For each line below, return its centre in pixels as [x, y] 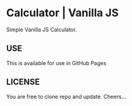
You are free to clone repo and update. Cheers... [66, 96]
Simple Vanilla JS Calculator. [42, 30]
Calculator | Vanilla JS [62, 13]
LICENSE [23, 82]
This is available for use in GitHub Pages [56, 63]
